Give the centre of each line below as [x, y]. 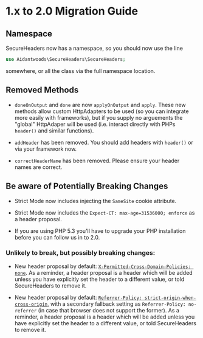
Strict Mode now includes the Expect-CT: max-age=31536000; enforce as [105, 212]
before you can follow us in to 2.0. [57, 237]
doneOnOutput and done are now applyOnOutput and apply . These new [100, 105]
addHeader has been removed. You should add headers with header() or [104, 142]
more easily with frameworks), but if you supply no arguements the [98, 117]
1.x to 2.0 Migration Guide [72, 11]
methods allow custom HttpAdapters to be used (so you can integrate [101, 111]
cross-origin [31, 304]
